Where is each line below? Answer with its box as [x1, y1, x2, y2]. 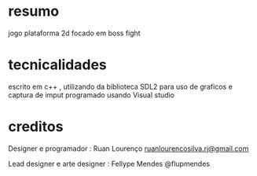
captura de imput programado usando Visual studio [8, 90, 175, 100]
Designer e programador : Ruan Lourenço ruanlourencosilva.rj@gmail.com [8, 144, 249, 153]
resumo [8, 2, 60, 20]
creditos [8, 118, 64, 136]
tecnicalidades [8, 56, 108, 74]
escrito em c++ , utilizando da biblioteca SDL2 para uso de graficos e [8, 82, 233, 91]
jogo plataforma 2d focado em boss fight [8, 28, 141, 38]
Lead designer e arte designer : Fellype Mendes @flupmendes [8, 159, 211, 168]
